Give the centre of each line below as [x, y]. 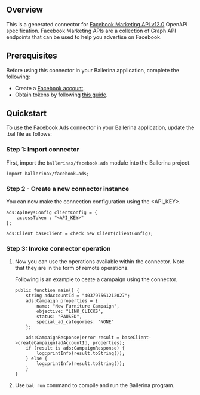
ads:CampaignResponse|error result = [73, 338]
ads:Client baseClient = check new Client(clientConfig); [80, 234]
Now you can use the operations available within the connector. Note [100, 262]
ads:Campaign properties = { [62, 301]
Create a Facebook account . [50, 88]
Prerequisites [32, 56]
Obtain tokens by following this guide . [61, 95]
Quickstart [27, 113]
